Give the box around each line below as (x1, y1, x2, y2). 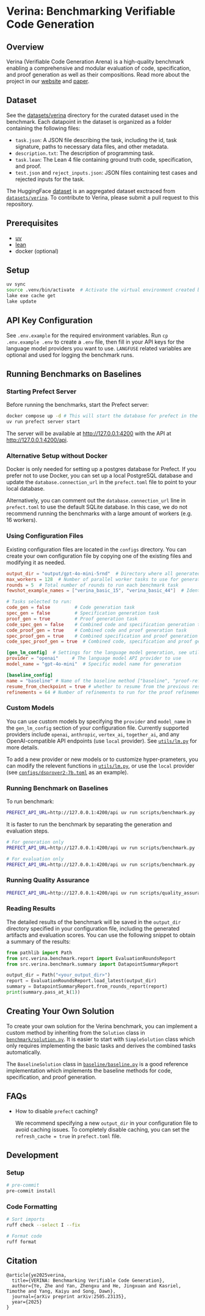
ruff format (6, 1239, 37, 1245)
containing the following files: (6, 124, 81, 132)
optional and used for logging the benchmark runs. (6, 351, 134, 358)
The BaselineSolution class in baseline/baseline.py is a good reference (6, 1060, 189, 1067)
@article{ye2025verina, (6, 1272, 67, 1278)
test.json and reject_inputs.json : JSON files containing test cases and (15, 168, 198, 176)
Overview (6, 42, 45, 52)
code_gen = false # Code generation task (6, 605, 135, 611)
